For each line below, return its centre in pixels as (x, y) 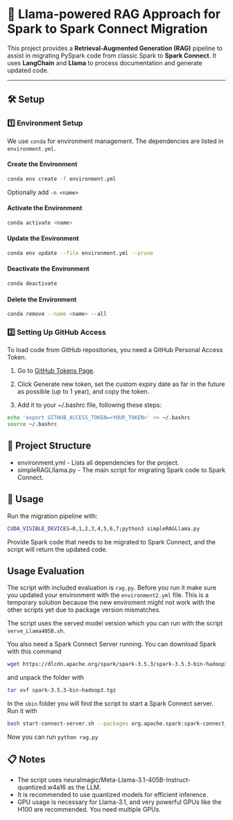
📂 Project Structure (49, 446)
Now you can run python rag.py (53, 737)
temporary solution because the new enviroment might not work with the (111, 603)
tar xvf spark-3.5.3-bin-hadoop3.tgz (62, 690)
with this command (34, 651)
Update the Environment (43, 238)
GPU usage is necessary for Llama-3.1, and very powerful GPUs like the (119, 802)
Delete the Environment (42, 299)
